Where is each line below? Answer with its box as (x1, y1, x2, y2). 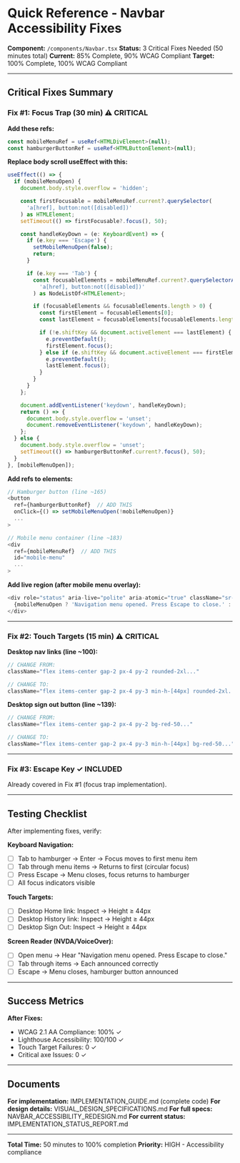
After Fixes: (7, 1014, 43, 1023)
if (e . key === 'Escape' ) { (26, 237, 107, 244)
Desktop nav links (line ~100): (7, 647, 98, 655)
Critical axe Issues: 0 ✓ (17, 1051, 87, 1059)
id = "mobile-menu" (14, 554, 66, 562)
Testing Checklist (7, 808, 87, 820)
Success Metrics (7, 995, 84, 1007)
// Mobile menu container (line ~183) (7, 534, 123, 541)
